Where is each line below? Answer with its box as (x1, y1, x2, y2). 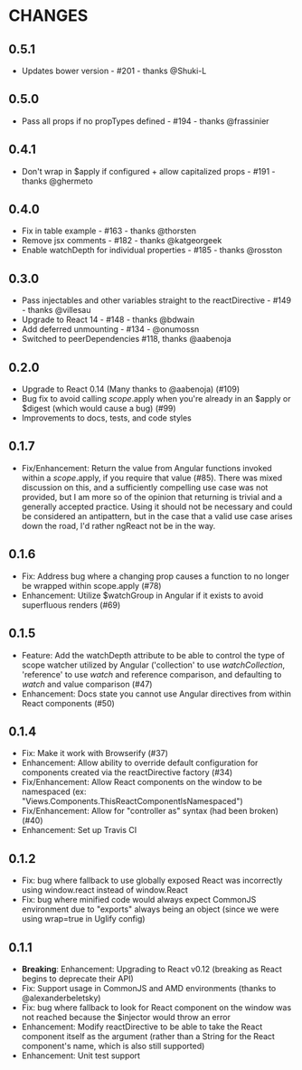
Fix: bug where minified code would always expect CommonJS (21, 895, 257, 905)
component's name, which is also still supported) (21, 1040, 205, 1051)
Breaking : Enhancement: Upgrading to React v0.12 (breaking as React (21, 963, 282, 974)
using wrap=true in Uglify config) (21, 914, 146, 924)
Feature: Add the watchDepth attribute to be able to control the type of (21, 649, 286, 660)
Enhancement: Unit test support (21, 1050, 141, 1061)
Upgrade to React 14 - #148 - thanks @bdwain (21, 314, 195, 326)
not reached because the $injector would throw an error (21, 1011, 231, 1022)
